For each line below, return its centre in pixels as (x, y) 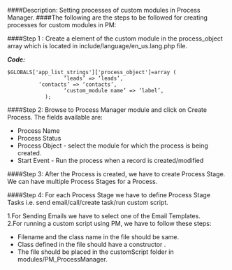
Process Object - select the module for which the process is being (113, 145)
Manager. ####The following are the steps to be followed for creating (108, 17)
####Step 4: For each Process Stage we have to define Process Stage (109, 195)
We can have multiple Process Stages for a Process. (82, 182)
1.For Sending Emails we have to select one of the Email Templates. (104, 216)
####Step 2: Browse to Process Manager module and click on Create (107, 110)
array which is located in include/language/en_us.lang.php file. (97, 46)
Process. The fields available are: (55, 117)
